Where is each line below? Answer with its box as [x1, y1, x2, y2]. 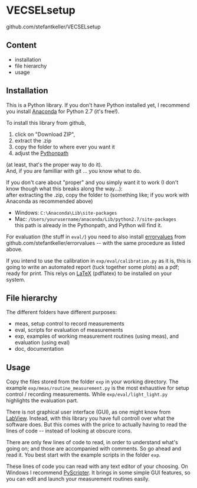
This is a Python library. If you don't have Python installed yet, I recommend [6, 101, 190, 108]
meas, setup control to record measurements [14, 320, 125, 327]
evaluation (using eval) [14, 339, 70, 346]
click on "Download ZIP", [14, 131, 75, 138]
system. [6, 276, 25, 283]
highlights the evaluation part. [6, 397, 78, 404]
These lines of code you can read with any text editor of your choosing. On [6, 463, 189, 470]
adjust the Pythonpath [14, 149, 69, 157]
